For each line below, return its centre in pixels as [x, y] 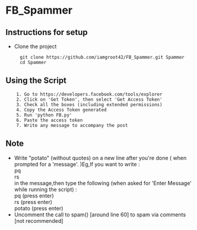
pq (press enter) [34, 196]
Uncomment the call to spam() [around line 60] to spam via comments [100, 215]
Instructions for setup [47, 32]
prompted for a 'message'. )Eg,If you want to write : [77, 164]
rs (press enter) [33, 202]
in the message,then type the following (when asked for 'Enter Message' [103, 183]
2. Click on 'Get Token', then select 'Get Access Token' [89, 99]
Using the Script [36, 81]
